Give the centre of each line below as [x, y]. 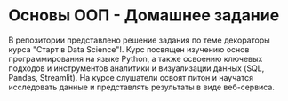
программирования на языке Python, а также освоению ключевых [136, 58]
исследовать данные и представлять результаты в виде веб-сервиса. [141, 87]
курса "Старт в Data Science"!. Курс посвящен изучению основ [129, 49]
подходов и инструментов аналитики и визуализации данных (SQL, [136, 68]
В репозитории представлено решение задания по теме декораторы [139, 40]
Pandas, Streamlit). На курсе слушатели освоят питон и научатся [131, 77]
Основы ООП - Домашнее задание [144, 16]
